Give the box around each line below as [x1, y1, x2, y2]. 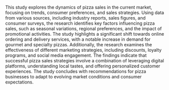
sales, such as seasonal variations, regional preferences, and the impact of [5, 26, 162, 32]
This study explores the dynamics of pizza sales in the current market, [5, 5, 152, 10]
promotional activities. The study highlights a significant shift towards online [5, 31, 164, 37]
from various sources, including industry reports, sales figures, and [5, 15, 146, 21]
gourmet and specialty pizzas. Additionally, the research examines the [5, 42, 152, 47]
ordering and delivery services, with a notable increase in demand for [5, 36, 151, 42]
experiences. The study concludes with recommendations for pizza [5, 68, 146, 74]
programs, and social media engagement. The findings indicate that [5, 52, 147, 58]
